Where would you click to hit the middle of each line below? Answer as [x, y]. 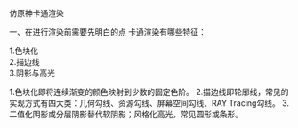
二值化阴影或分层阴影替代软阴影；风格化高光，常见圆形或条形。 [126, 114]
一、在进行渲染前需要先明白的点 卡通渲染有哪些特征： [108, 32]
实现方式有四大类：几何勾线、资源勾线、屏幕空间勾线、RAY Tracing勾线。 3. [149, 103]
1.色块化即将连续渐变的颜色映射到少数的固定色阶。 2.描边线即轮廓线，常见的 [149, 92]
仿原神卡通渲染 [36, 13]
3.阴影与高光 [32, 73]
